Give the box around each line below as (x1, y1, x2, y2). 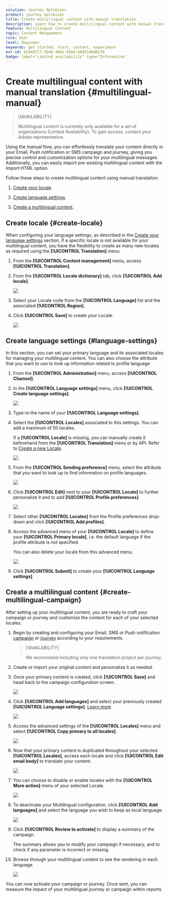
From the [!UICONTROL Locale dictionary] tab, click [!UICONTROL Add (13, 273, 162, 279)
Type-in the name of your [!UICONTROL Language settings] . (13, 410, 140, 416)
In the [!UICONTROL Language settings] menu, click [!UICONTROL (13, 385, 153, 391)
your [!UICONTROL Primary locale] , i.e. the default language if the (13, 534, 151, 540)
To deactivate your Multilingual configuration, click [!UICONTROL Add (13, 802, 158, 808)
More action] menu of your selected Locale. (13, 782, 105, 788)
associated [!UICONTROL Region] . (13, 303, 85, 309)
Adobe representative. (18, 134, 65, 140)
